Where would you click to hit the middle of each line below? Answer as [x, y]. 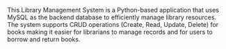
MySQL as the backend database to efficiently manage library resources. [112, 17]
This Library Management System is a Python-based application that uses [113, 10]
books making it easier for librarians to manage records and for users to [110, 32]
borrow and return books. [44, 39]
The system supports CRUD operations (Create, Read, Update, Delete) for [113, 24]
